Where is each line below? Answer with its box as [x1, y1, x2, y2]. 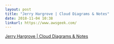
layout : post [5, 7, 32, 12]
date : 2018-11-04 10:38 [5, 16, 53, 21]
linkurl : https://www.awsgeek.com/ [5, 20, 77, 25]
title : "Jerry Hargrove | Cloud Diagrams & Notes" [5, 11, 110, 16]
